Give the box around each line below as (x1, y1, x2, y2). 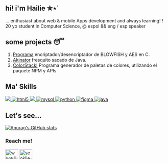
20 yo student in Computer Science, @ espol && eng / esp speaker (5, 23, 146, 29)
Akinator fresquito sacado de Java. (12, 57, 87, 63)
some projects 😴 (5, 38, 64, 46)
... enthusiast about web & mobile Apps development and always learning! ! (5, 17, 163, 23)
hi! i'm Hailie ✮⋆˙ (5, 4, 59, 13)
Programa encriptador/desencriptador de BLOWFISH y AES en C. (12, 51, 150, 58)
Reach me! (5, 138, 32, 145)
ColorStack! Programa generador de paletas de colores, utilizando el (12, 62, 157, 68)
